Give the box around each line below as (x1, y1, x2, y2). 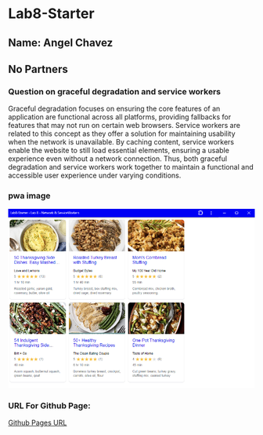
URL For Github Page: (8, 400, 92, 411)
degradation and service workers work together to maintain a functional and (8, 163, 254, 172)
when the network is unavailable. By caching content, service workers (8, 137, 235, 147)
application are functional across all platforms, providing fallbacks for (8, 112, 232, 122)
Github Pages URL (8, 418, 67, 428)
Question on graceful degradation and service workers (8, 86, 222, 97)
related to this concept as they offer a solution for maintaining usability (8, 129, 236, 138)
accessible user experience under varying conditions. (8, 170, 182, 181)
